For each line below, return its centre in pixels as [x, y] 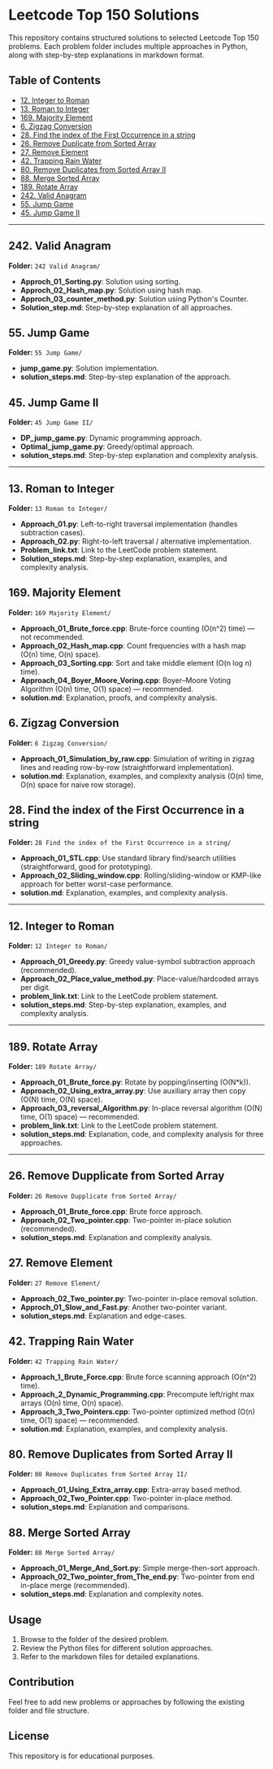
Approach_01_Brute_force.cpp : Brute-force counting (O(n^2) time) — [137, 628]
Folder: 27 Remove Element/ [54, 1283]
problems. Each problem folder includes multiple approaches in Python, [128, 46]
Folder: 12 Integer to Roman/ [58, 946]
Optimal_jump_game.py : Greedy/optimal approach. [107, 447]
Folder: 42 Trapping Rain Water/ [64, 1361]
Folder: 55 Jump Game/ [45, 353]
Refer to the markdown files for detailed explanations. [110, 1657]
